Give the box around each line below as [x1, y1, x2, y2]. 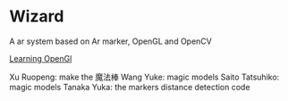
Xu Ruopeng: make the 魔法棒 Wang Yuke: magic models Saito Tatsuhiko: [9, 72, 280, 82]
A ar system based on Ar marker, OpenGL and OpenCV [9, 36, 212, 46]
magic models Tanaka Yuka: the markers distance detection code [9, 81, 250, 92]
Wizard [9, 6, 64, 27]
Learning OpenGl [9, 53, 72, 63]
